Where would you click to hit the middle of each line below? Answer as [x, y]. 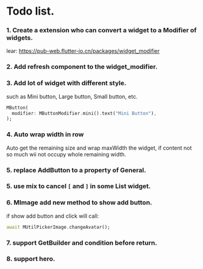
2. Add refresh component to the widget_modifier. [82, 67]
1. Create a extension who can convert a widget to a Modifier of [101, 30]
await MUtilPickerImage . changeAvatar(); [59, 227]
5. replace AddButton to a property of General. [76, 170]
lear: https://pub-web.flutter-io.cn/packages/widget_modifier [83, 51]
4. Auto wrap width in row [45, 134]
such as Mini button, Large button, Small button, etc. [72, 96]
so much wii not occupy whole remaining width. [66, 154]
